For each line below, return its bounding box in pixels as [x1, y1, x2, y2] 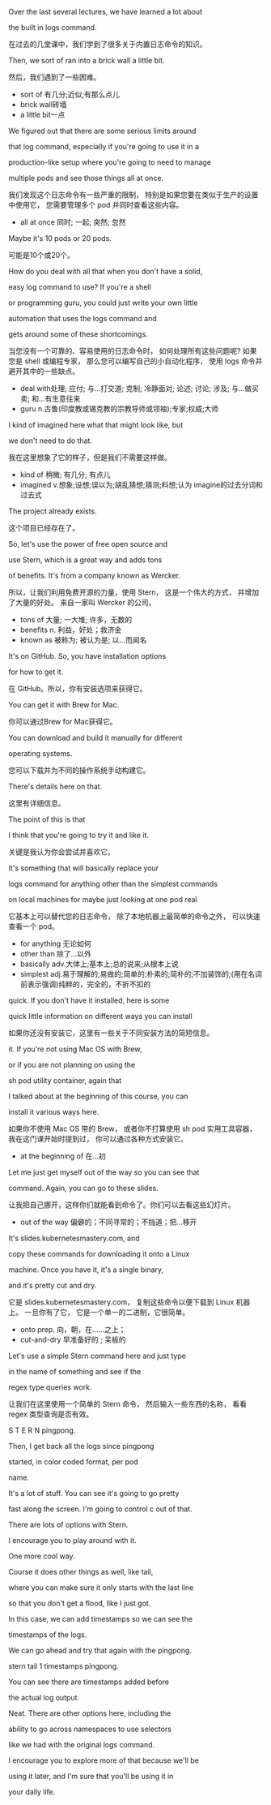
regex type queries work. [8, 1382, 92, 1392]
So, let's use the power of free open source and [8, 539, 168, 548]
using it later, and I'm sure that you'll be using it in [8, 1772, 174, 1781]
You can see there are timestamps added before [8, 1677, 170, 1687]
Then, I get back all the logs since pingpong [8, 1442, 155, 1450]
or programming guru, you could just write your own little [8, 298, 198, 307]
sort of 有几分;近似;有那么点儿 [19, 89, 120, 99]
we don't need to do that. [8, 436, 93, 445]
